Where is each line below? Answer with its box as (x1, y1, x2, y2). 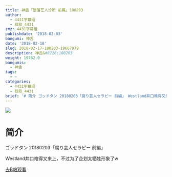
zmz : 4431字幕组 (5, 27, 38, 32)
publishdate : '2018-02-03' (5, 31, 63, 36)
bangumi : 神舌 (5, 36, 34, 42)
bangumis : (5, 60, 27, 65)
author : (5, 12, 22, 17)
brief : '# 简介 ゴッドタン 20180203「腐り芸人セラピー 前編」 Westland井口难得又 (5, 93, 166, 99)
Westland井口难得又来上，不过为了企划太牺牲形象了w (5, 155, 119, 162)
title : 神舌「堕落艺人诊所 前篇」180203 (5, 7, 83, 13)
